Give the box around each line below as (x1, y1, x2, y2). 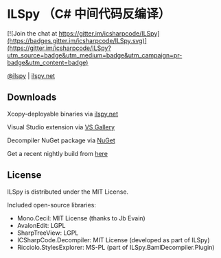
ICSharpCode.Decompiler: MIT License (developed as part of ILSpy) (16, 235, 211, 244)
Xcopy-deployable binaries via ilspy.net (7, 109, 119, 118)
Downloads (7, 92, 57, 103)
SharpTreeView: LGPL (16, 229, 79, 237)
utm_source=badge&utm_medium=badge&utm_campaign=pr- (7, 51, 183, 59)
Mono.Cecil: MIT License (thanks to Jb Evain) (16, 214, 146, 222)
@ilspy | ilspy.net (7, 71, 56, 79)
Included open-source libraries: (7, 201, 96, 209)
